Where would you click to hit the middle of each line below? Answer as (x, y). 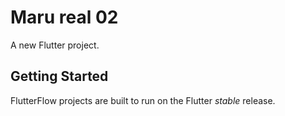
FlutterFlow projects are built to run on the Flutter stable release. (143, 100)
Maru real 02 (64, 17)
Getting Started (59, 76)
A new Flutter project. (55, 45)
